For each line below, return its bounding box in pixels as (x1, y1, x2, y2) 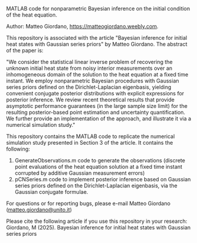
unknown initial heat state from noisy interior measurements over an (6, 65, 173, 72)
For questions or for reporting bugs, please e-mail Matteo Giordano (6, 200, 171, 207)
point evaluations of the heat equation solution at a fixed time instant (14, 163, 183, 170)
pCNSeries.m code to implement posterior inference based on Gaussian (14, 176, 191, 183)
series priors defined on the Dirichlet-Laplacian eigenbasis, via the (14, 182, 178, 189)
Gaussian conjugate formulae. (14, 188, 88, 195)
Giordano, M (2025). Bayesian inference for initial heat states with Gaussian (6, 224, 191, 231)
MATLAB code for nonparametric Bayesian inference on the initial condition (6, 5, 190, 12)
